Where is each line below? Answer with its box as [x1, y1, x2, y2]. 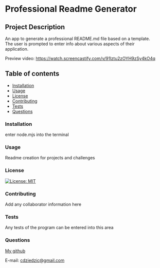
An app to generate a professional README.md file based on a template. [5, 36, 150, 41]
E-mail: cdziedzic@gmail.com [5, 257, 65, 263]
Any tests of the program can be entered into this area [5, 225, 114, 230]
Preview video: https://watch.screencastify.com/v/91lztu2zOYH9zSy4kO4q [5, 56, 156, 61]
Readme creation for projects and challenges [5, 155, 95, 161]
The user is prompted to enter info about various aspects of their [5, 41, 135, 47]
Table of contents [5, 70, 59, 78]
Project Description [5, 23, 65, 31]
